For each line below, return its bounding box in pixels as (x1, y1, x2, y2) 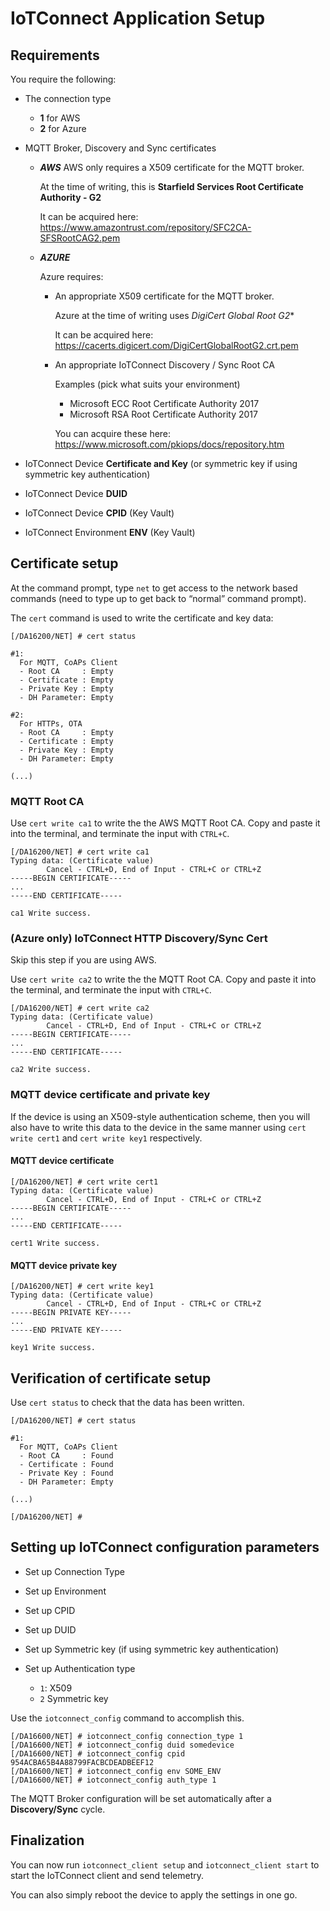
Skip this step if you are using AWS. (10, 954, 157, 966)
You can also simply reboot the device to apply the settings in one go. (10, 1888, 298, 1901)
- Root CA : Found (19, 1450, 114, 1461)
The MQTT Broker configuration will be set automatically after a (10, 1792, 272, 1804)
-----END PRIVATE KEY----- (10, 1325, 123, 1336)
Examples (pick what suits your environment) (54, 378, 241, 390)
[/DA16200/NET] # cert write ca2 (10, 1003, 150, 1014)
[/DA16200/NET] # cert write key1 (10, 1282, 155, 1292)
